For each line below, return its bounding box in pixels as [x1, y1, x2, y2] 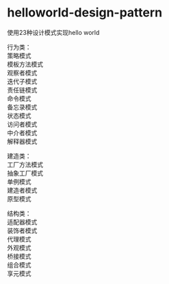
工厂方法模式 [7, 160, 43, 169]
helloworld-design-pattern [7, 5, 163, 21]
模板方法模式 [7, 60, 43, 68]
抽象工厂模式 [7, 169, 43, 177]
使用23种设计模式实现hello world [7, 28, 100, 36]
